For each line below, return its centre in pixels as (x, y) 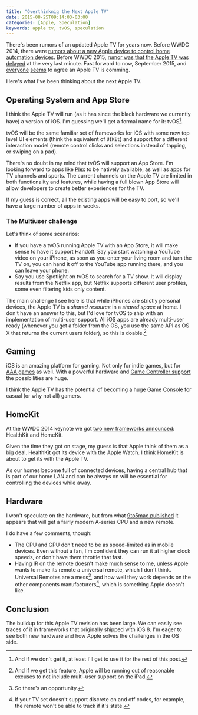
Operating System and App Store (68, 100)
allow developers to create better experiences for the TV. (75, 188)
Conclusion (28, 609)
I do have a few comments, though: (49, 533)
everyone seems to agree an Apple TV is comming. (68, 70)
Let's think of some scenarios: (43, 234)
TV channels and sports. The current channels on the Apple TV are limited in (99, 175)
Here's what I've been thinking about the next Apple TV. (74, 81)
